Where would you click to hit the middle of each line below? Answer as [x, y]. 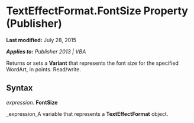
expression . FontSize [32, 102]
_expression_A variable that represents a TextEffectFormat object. [87, 113]
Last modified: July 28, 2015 [41, 40]
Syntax [20, 88]
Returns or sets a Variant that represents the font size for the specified [93, 63]
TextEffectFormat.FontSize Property [97, 11]
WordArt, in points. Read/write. [44, 69]
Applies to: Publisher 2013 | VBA [46, 51]
